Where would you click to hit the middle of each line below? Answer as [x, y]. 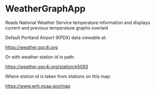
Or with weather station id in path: [40, 57]
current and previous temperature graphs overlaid [57, 27]
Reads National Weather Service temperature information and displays [78, 22]
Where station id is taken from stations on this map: [58, 76]
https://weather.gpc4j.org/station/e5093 [47, 66]
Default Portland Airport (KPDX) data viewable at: [56, 37]
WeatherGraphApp [45, 9]
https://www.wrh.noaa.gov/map [38, 86]
